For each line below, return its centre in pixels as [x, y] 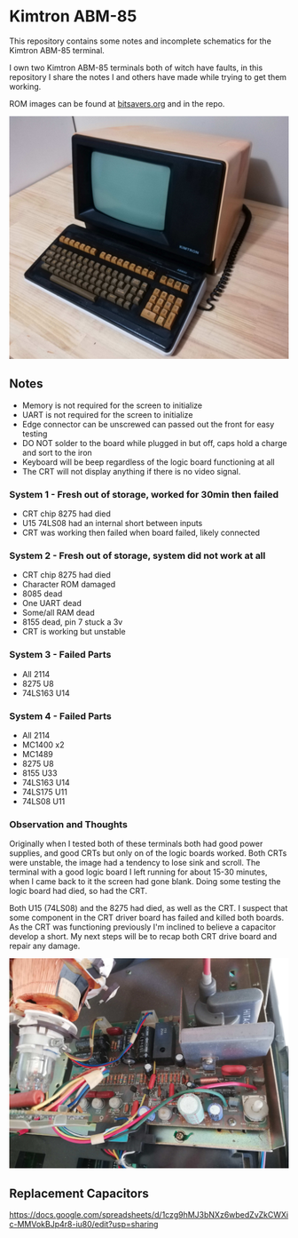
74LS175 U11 [45, 792]
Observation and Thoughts [69, 824]
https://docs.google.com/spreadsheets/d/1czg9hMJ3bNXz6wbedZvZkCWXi [149, 1215]
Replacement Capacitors [79, 1193]
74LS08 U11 [43, 801]
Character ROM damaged [69, 585]
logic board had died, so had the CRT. [78, 891]
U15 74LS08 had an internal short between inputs [112, 523]
